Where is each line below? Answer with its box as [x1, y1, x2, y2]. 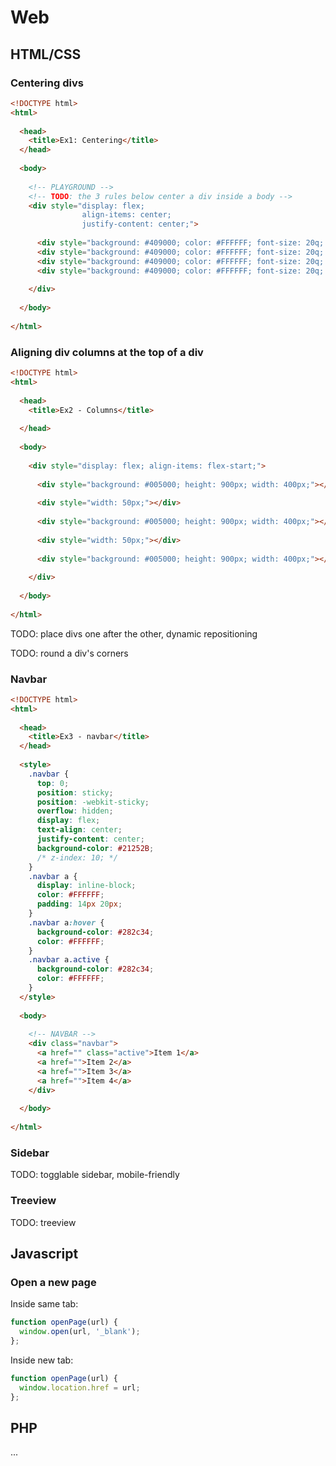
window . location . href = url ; [19, 1382, 141, 1393]
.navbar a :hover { [28, 917, 105, 928]
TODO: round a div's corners [10, 647, 129, 659]
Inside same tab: [10, 1298, 79, 1310]
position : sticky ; [36, 787, 114, 798]
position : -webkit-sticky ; [36, 797, 150, 807]
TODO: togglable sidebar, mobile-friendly [10, 1169, 180, 1181]
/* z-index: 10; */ [36, 852, 118, 863]
